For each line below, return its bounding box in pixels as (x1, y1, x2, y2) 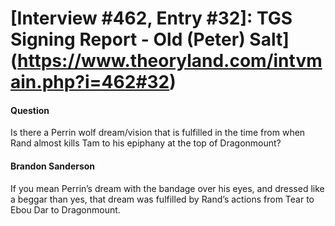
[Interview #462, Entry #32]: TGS (10, 7, 293, 30)
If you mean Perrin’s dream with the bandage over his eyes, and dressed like (10, 182, 325, 194)
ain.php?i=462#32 (10, 71, 170, 94)
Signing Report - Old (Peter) (10, 28, 246, 51)
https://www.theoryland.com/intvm (17, 50, 323, 72)
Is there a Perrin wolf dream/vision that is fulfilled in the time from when (10, 127, 306, 139)
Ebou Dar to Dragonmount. (10, 203, 121, 216)
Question (10, 104, 50, 116)
